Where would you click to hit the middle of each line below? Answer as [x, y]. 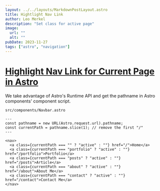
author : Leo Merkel [25, 19]
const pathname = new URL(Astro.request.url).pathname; [64, 123]
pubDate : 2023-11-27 [27, 42]
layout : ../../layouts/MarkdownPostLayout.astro [56, 10]
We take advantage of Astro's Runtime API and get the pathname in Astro [80, 95]
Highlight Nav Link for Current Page [80, 71]
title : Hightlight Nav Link [34, 14]
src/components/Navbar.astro [35, 110]
